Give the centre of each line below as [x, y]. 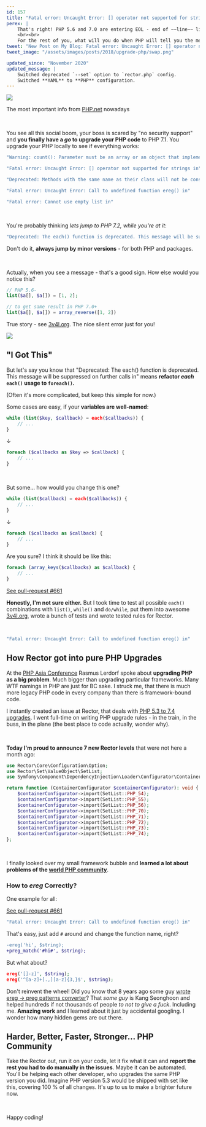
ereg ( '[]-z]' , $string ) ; [38, 974]
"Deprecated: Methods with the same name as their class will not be [97, 179]
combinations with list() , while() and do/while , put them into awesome [98, 609]
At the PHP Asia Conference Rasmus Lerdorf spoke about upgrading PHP [100, 673]
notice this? [21, 279]
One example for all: [32, 899]
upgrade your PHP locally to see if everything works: [73, 146]
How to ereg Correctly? [42, 885]
